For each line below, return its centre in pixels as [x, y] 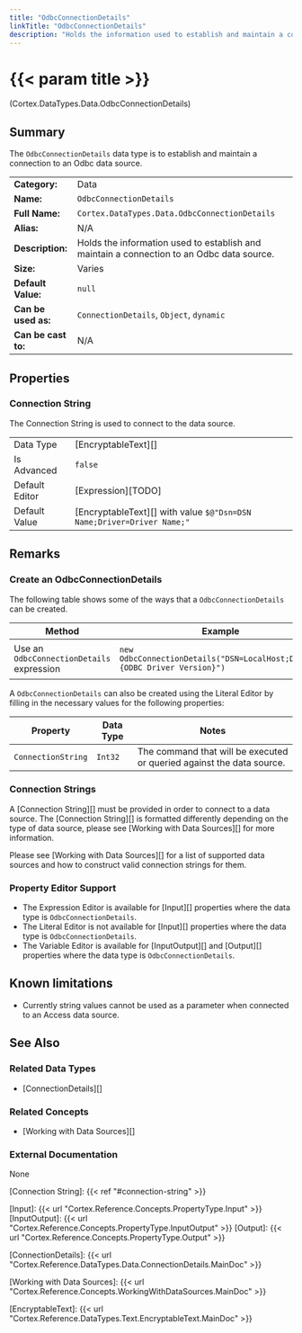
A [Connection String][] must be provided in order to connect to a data [140, 809]
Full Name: [37, 214]
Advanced [36, 470]
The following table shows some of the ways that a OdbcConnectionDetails [147, 599]
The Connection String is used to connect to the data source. [122, 423]
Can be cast [40, 335]
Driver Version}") [187, 667]
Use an [29, 649]
